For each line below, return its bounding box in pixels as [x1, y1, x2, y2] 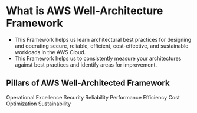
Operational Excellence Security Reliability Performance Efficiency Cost [6, 94, 180, 101]
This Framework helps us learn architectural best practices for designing [14, 36, 192, 43]
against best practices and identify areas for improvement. [14, 61, 157, 68]
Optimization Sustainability [6, 100, 71, 107]
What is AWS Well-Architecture [6, 4, 163, 18]
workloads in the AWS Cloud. [14, 48, 86, 55]
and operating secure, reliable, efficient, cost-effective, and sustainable [14, 42, 189, 49]
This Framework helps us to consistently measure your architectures [14, 55, 182, 62]
